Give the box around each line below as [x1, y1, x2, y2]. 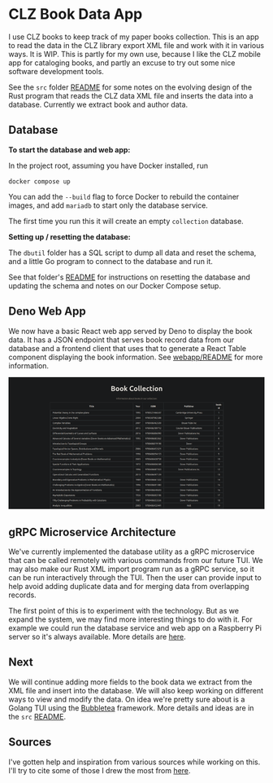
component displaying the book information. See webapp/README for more [8, 352, 263, 362]
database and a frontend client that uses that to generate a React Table [8, 343, 246, 353]
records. [8, 590, 37, 600]
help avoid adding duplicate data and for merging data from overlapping [8, 582, 249, 592]
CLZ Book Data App [8, 5, 143, 24]
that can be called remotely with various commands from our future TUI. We [8, 556, 263, 565]
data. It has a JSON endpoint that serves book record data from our [8, 335, 235, 345]
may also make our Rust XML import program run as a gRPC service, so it [8, 564, 254, 574]
